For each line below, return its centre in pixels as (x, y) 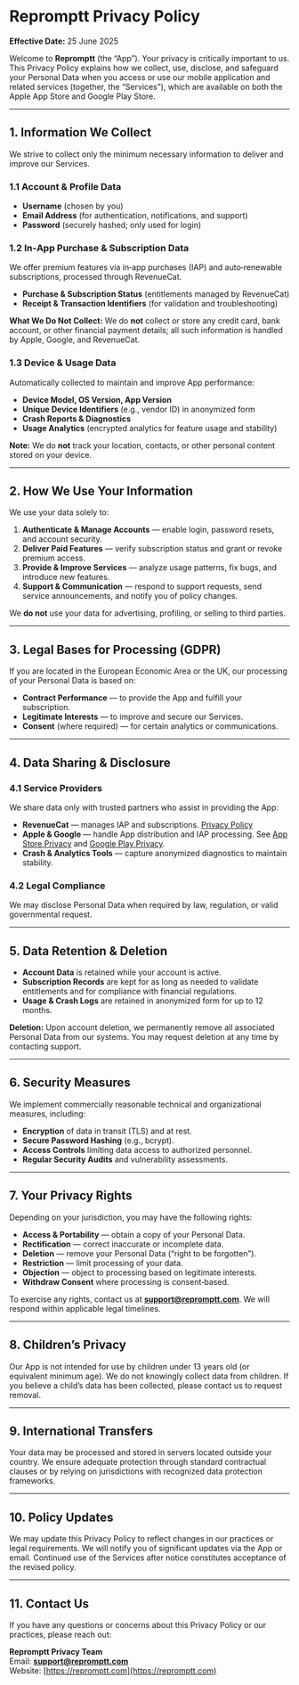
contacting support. (45, 1047)
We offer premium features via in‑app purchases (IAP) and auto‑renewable (146, 267)
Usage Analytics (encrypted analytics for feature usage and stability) (149, 428)
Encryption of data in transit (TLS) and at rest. (107, 1131)
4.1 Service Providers (56, 788)
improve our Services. (50, 163)
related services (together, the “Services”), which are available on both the (146, 86)
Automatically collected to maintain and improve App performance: (132, 382)
